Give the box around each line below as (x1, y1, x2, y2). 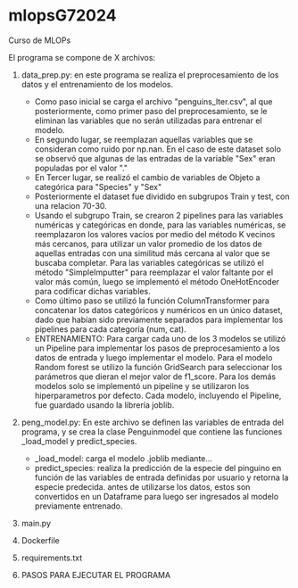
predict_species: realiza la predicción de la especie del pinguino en (34, 462, 282, 473)
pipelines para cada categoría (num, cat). (34, 323, 186, 335)
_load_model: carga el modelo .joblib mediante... (34, 452, 213, 464)
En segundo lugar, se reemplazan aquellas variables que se (34, 134, 253, 145)
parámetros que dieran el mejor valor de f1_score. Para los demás (34, 371, 277, 382)
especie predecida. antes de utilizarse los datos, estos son (34, 481, 251, 492)
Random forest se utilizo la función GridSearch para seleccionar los (34, 361, 283, 372)
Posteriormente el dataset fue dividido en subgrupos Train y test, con (34, 191, 290, 202)
